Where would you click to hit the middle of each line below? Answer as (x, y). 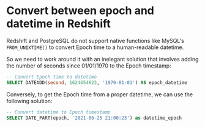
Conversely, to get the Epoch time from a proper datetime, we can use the (100, 94)
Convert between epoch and (80, 11)
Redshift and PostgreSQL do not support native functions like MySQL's (95, 40)
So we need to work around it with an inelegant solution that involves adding (102, 59)
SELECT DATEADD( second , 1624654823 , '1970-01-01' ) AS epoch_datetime (97, 83)
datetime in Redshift (59, 24)
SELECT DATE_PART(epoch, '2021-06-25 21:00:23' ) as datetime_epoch (94, 118)
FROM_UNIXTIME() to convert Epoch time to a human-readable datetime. (95, 47)
